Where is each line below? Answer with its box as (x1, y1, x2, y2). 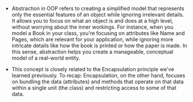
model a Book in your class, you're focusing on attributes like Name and (11, 30, 185, 37)
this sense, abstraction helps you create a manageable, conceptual (11, 48, 174, 55)
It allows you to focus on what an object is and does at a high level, (11, 17, 174, 24)
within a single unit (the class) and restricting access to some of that (11, 85, 177, 91)
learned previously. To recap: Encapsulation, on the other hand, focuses (11, 72, 185, 79)
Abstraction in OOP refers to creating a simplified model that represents (11, 5, 185, 12)
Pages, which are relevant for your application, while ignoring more (11, 36, 174, 43)
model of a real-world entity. (11, 55, 81, 61)
